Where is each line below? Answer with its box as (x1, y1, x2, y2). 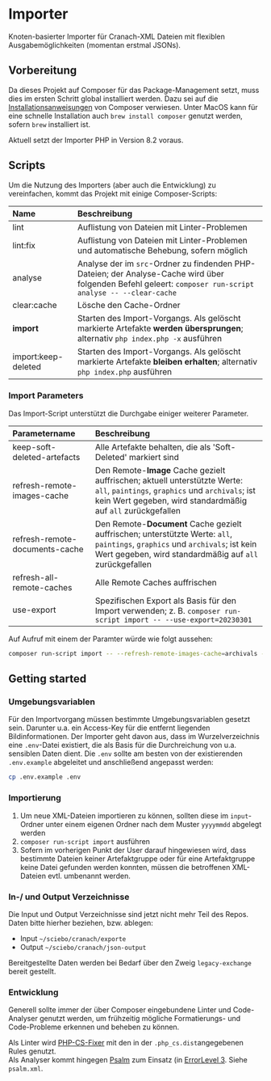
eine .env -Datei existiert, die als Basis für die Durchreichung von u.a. (8, 741, 236, 750)
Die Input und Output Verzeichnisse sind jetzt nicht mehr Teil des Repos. (8, 909, 248, 918)
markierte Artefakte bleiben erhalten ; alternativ (77, 356, 258, 367)
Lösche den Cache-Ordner (77, 299, 181, 310)
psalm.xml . (8, 1064, 44, 1074)
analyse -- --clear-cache (77, 288, 177, 298)
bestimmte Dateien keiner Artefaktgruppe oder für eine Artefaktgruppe (19, 854, 256, 864)
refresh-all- (12, 572, 59, 583)
